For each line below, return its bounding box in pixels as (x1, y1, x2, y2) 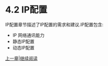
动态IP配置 (12, 44, 35, 50)
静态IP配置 (12, 38, 35, 44)
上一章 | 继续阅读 (5, 55, 38, 61)
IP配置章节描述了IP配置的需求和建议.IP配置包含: (5, 21, 104, 27)
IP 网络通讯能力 (12, 32, 45, 38)
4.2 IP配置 (5, 4, 48, 15)
